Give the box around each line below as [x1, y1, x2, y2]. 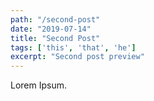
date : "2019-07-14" [10, 24, 92, 34]
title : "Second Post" [10, 33, 101, 43]
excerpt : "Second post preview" [10, 52, 145, 62]
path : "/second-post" [10, 14, 101, 25]
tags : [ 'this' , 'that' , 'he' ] [10, 42, 137, 53]
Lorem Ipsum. [10, 79, 68, 91]
